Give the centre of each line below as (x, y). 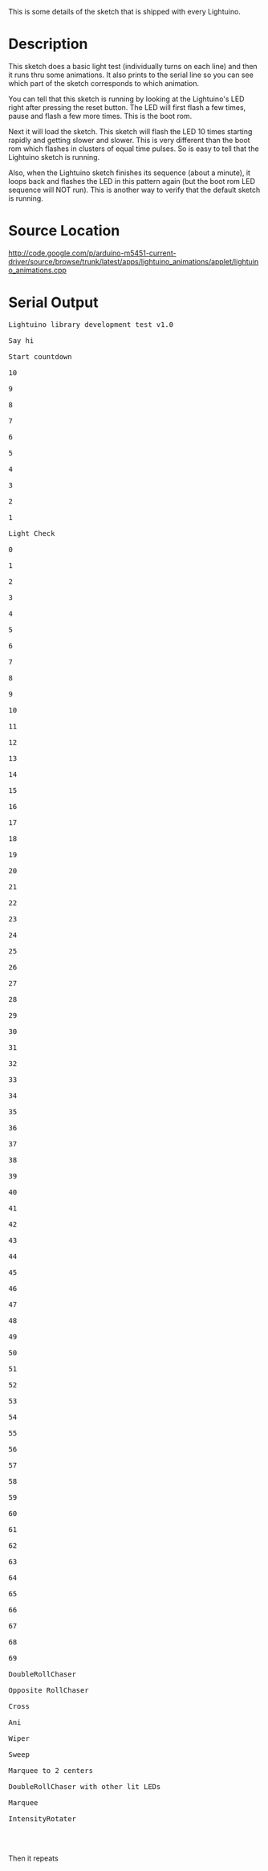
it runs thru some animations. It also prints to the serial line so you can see (131, 75)
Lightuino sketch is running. (54, 157)
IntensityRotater (42, 1818)
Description (48, 44)
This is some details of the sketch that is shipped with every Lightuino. (124, 12)
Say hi (21, 340)
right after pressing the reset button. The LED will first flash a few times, (127, 107)
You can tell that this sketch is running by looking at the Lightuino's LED (126, 99)
